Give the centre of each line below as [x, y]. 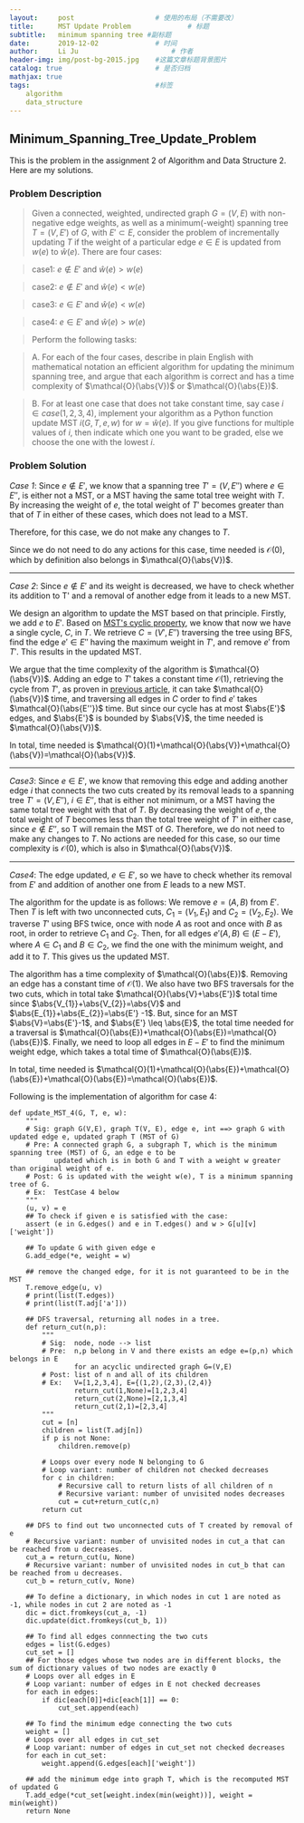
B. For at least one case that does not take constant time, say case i [157, 403]
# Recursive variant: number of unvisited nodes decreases [171, 1494]
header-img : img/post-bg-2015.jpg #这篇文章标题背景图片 [118, 60]
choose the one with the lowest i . [93, 442]
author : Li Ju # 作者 [101, 52]
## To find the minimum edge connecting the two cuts [129, 1724]
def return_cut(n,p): [66, 1328]
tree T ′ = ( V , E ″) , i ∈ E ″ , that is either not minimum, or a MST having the [142, 800]
